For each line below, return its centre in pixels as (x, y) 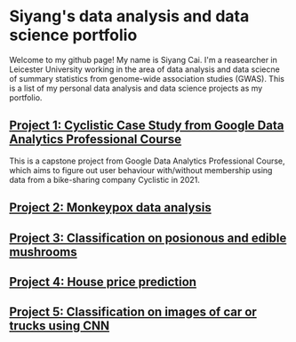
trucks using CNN (59, 326)
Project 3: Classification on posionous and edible (148, 238)
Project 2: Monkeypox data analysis (110, 207)
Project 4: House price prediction (103, 282)
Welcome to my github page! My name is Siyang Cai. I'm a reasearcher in (144, 60)
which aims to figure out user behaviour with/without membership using (141, 170)
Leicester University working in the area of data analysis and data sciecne (144, 69)
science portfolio (73, 35)
